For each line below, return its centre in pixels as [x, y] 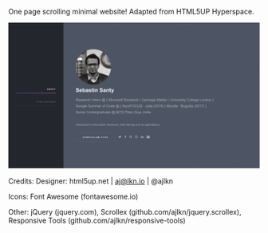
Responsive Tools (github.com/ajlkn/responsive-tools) [97, 221]
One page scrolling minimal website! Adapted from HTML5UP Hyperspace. [131, 12]
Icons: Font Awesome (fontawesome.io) [73, 197]
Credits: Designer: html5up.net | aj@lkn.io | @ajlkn [91, 181]
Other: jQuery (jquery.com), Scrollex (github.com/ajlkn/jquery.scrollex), [125, 212]
